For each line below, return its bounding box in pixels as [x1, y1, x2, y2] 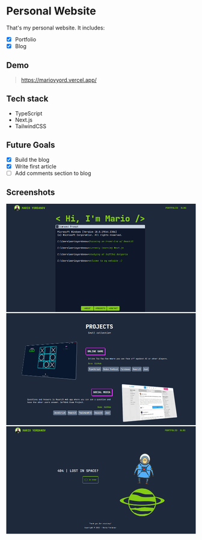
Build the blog [14, 156, 50, 163]
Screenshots [6, 188, 55, 198]
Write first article [14, 162, 57, 170]
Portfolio [14, 35, 37, 43]
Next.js [14, 116, 33, 123]
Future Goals [6, 140, 55, 150]
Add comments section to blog [14, 170, 91, 177]
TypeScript [14, 109, 43, 117]
